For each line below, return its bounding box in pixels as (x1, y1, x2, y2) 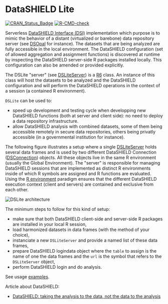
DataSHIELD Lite (5, 4, 75, 15)
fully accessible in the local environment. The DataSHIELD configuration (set (5, 46, 163, 52)
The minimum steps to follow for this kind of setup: (5, 206, 110, 212)
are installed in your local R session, (12, 221, 87, 227)
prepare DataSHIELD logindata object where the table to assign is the (12, 248, 157, 254)
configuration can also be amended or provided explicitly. (5, 62, 124, 68)
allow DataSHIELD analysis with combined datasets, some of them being (12, 123, 162, 129)
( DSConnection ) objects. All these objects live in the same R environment (5, 155, 156, 161)
